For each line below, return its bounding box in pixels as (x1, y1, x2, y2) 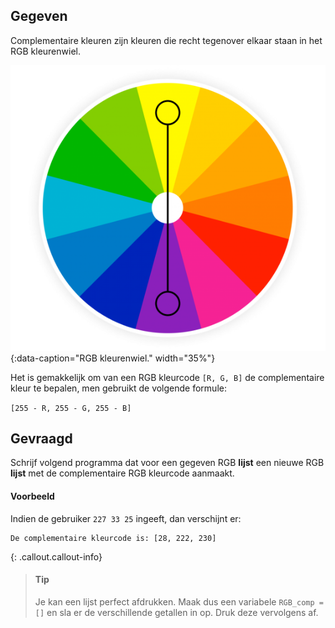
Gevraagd (10, 430, 73, 447)
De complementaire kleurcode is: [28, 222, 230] (10, 533, 217, 543)
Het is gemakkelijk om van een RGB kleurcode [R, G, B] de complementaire (10, 371, 325, 383)
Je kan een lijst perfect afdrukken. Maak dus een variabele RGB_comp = (34, 595, 324, 608)
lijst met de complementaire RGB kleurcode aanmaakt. (10, 467, 235, 479)
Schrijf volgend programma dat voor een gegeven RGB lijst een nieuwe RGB (10, 457, 325, 469)
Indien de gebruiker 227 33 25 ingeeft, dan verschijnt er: (10, 512, 242, 524)
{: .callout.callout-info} (10, 550, 103, 563)
